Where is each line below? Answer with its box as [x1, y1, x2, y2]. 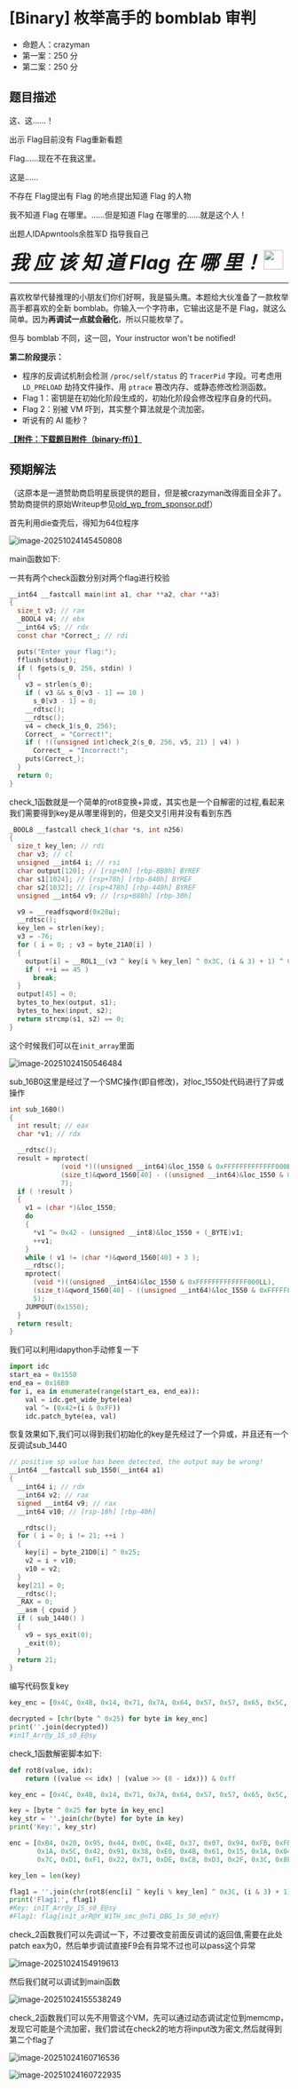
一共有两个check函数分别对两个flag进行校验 [9, 572, 170, 582]
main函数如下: [9, 553, 60, 564]
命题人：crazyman [21, 39, 90, 50]
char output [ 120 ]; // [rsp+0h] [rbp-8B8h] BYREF [17, 866, 200, 875]
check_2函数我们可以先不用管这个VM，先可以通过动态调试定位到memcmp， [9, 2013, 288, 2023]
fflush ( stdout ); [17, 655, 77, 664]
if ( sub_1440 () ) [17, 1614, 86, 1623]
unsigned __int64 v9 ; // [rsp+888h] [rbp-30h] [17, 891, 192, 900]
